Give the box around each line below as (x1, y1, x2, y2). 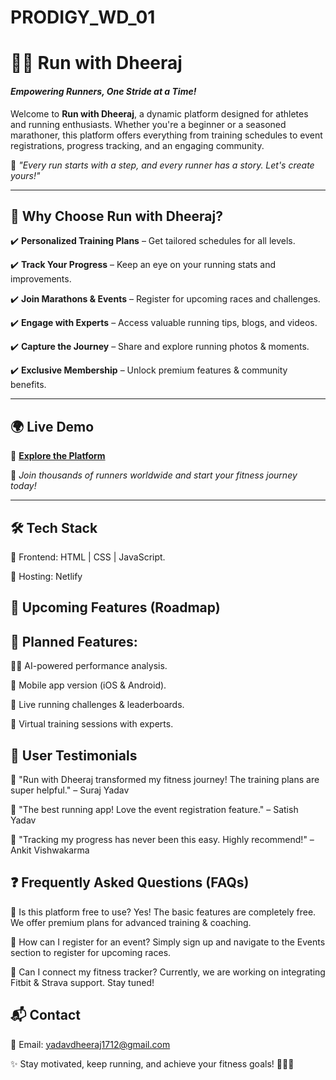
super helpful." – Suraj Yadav (10, 784, 130, 796)
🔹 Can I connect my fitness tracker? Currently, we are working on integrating (10, 966, 326, 978)
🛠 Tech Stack (10, 519, 98, 536)
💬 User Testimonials (10, 747, 138, 764)
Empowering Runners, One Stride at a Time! (10, 85, 197, 97)
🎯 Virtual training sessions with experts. (10, 718, 174, 730)
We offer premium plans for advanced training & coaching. (10, 916, 252, 928)
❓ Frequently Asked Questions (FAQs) (10, 874, 250, 891)
